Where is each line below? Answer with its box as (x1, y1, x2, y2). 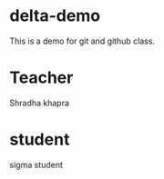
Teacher (9, 67, 74, 88)
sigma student (9, 159, 64, 170)
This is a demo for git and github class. (9, 35, 156, 46)
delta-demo (9, 5, 101, 26)
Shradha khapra (9, 97, 70, 108)
